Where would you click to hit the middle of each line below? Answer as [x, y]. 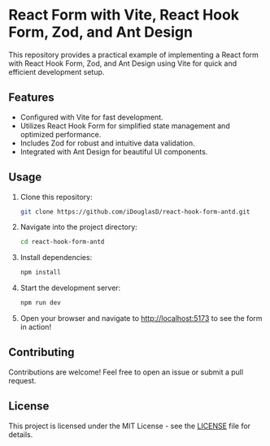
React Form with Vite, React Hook [124, 15]
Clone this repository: [56, 197]
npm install [40, 273]
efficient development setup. [57, 71]
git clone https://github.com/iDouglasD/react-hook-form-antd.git [135, 212]
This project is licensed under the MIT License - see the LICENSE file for [129, 426]
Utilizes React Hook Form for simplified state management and [125, 126]
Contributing [41, 352]
